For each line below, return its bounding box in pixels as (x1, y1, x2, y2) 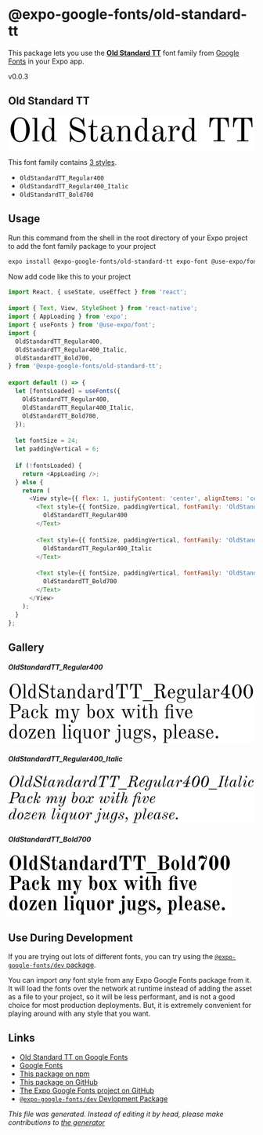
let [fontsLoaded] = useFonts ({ (15, 387, 121, 396)
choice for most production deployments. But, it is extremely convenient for (8, 1000, 252, 1009)
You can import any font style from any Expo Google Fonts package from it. (8, 975, 252, 984)
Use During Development (8, 931, 133, 944)
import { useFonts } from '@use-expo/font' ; (8, 321, 156, 329)
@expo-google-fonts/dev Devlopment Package (19, 1093, 168, 1104)
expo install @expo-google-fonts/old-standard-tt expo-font (8, 257, 209, 265)
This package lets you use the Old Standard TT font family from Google (8, 48, 240, 57)
